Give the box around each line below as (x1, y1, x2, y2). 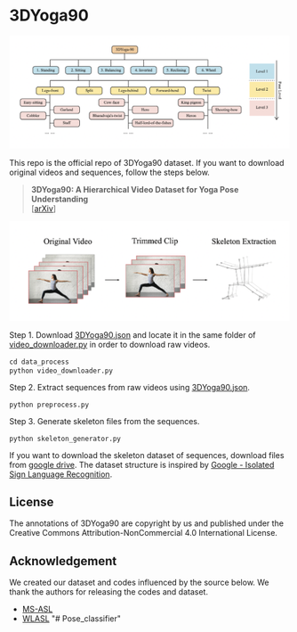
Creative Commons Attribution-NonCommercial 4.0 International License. (9, 528, 278, 538)
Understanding (30, 193, 89, 205)
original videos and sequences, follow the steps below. (9, 167, 211, 178)
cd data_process (9, 357, 69, 366)
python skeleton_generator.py (9, 434, 122, 443)
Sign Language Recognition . (9, 469, 113, 480)
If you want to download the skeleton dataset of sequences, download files (9, 449, 285, 460)
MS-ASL (21, 603, 53, 615)
